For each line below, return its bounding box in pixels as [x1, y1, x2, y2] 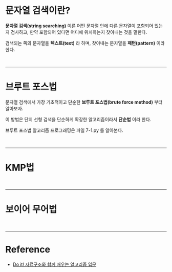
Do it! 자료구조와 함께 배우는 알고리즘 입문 [12, 261, 96, 267]
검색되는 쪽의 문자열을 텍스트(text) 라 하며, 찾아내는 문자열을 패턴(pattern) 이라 [5, 40, 165, 46]
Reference [5, 243, 50, 255]
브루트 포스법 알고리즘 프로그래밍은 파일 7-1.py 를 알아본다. [5, 127, 124, 133]
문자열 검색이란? [5, 5, 71, 16]
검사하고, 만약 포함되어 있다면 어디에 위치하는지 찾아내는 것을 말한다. [10, 29, 147, 35]
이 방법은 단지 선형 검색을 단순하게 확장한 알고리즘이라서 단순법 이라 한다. [5, 116, 152, 122]
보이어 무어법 [5, 204, 57, 215]
